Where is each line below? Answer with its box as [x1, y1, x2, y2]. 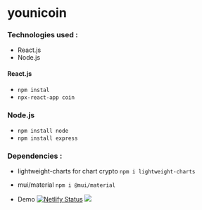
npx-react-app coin [17, 93, 75, 101]
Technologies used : [7, 30, 79, 40]
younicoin [7, 5, 67, 21]
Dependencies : [7, 151, 63, 161]
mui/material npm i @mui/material [17, 181, 116, 189]
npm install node [17, 127, 69, 134]
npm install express [17, 135, 78, 142]
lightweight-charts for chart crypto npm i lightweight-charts [17, 167, 196, 176]
